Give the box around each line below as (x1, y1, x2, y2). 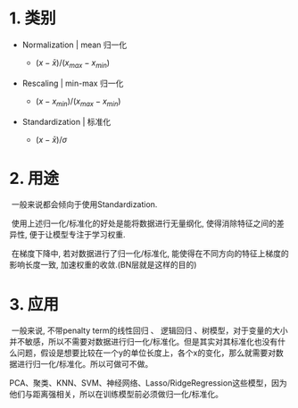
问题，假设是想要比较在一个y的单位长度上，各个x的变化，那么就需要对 (16, 347, 277, 358)
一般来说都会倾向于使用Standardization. (11, 199, 158, 210)
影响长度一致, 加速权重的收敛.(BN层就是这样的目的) (9, 260, 197, 271)
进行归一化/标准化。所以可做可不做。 (16, 359, 153, 370)
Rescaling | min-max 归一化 (21, 78, 124, 88)
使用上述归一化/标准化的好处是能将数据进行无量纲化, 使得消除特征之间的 (11, 218, 277, 229)
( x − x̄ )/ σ (35, 134, 68, 145)
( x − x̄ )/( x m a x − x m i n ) (35, 57, 110, 70)
